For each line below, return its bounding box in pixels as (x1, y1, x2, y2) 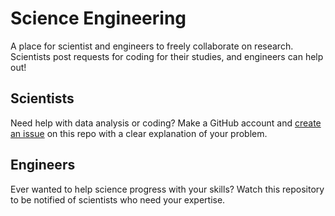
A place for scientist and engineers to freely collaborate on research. (10, 40, 294, 52)
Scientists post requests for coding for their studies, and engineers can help (10, 50, 324, 62)
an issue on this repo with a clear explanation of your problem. (10, 127, 268, 139)
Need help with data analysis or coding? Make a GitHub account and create (10, 117, 322, 129)
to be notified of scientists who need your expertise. (10, 193, 226, 206)
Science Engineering (10, 7, 187, 30)
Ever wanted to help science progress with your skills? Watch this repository (10, 183, 325, 195)
